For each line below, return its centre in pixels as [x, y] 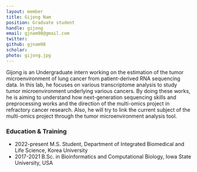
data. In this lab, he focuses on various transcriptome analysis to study [92, 85]
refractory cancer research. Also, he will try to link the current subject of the [98, 110]
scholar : [17, 50]
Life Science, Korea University [51, 150]
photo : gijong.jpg [29, 55]
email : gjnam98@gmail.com [38, 34]
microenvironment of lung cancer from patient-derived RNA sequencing [93, 78]
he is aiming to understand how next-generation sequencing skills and [91, 97]
